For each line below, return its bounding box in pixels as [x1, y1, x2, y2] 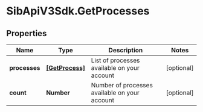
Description [108, 46, 143, 54]
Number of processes [91, 81, 153, 89]
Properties [6, 28, 47, 39]
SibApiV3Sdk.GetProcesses [6, 4, 150, 18]
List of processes [91, 56, 140, 64]
